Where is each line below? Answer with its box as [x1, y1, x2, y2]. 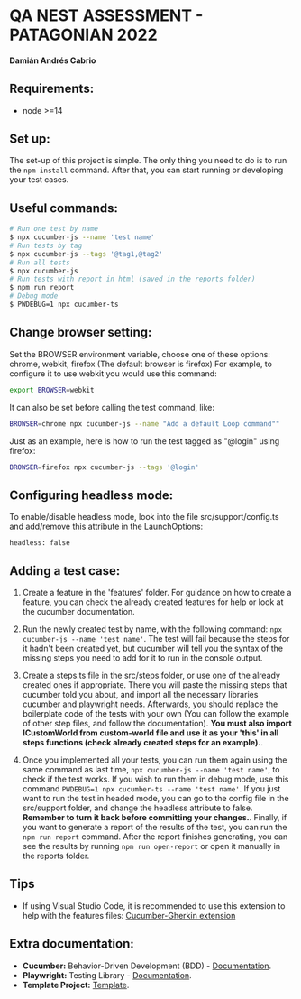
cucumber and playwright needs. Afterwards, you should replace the [22, 698, 278, 709]
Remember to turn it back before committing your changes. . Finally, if [22, 812, 287, 823]
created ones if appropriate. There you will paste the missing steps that [22, 680, 287, 690]
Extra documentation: [9, 936, 134, 952]
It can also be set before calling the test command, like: [9, 402, 214, 412]
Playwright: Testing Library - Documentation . [22, 969, 192, 980]
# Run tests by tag [9, 241, 83, 250]
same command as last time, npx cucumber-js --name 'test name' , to [22, 764, 280, 775]
